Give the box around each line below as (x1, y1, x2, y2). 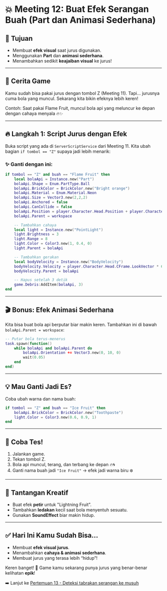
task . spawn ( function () (5, 341, 52, 346)
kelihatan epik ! (5, 570, 36, 576)
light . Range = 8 (14, 236, 48, 242)
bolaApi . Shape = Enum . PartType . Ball (14, 181, 90, 186)
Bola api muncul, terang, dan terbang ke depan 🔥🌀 (12, 462, 115, 468)
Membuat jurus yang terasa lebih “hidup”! (12, 555, 98, 561)
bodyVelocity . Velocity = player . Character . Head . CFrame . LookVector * (14, 264, 159, 269)
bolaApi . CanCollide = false (14, 204, 72, 209)
